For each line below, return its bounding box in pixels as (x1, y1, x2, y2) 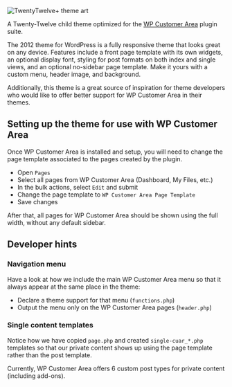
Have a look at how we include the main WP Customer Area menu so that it (7, 275, 222, 283)
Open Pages (17, 168, 51, 177)
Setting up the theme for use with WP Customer (7, 118, 218, 130)
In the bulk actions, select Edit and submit (17, 183, 139, 191)
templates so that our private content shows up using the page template (7, 343, 213, 352)
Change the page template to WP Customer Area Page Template (17, 190, 196, 199)
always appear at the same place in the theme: (7, 282, 141, 291)
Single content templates (7, 321, 93, 330)
